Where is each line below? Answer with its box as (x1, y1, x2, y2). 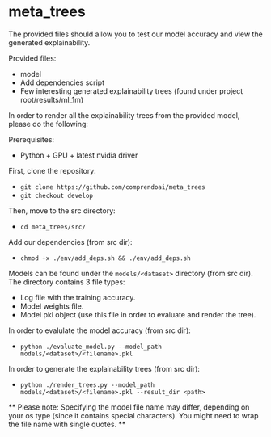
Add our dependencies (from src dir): (8, 237, 133, 246)
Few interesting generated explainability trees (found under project (19, 86, 243, 95)
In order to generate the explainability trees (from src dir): (8, 363, 201, 373)
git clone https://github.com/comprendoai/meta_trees (19, 183, 205, 191)
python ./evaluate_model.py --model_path (19, 342, 162, 351)
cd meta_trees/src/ (19, 223, 87, 231)
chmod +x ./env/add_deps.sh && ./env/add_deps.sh (19, 254, 192, 263)
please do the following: (8, 119, 89, 128)
